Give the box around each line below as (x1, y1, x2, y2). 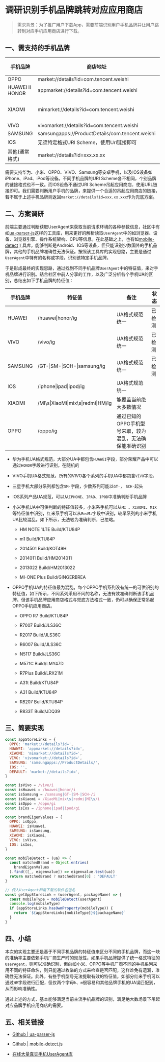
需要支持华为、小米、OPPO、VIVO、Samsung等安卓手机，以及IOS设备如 (5, 169, 153, 175)
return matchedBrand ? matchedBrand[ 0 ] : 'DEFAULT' (9, 874, 118, 879)
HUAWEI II (7, 83, 31, 90)
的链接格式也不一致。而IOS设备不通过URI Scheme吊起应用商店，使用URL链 (5, 181, 158, 188)
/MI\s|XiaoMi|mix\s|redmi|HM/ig (37, 399, 112, 406)
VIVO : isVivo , (9, 837, 38, 842)
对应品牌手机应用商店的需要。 (5, 1002, 65, 1008)
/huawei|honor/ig (37, 314, 77, 321)
